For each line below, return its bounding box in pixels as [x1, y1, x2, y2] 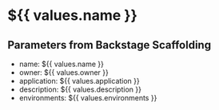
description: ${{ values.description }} [18, 84, 141, 94]
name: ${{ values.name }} [18, 59, 105, 69]
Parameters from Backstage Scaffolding [7, 38, 212, 52]
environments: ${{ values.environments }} [18, 93, 157, 102]
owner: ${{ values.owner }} [18, 68, 109, 77]
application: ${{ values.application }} [18, 77, 141, 85]
